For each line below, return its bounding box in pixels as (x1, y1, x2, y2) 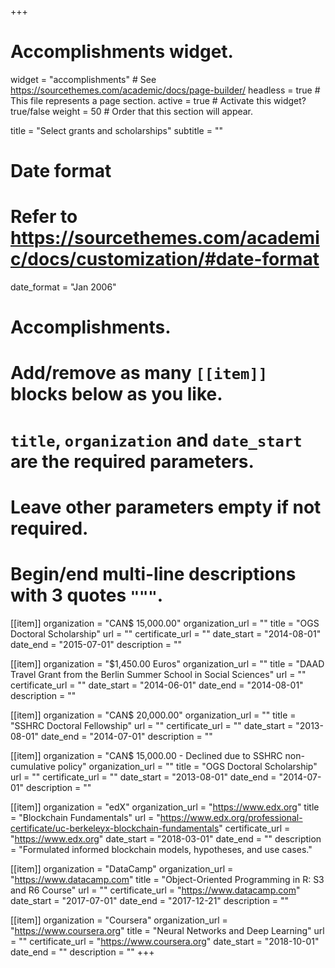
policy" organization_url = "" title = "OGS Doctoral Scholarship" (57, 760, 318, 772)
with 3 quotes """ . (10, 584, 164, 606)
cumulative (10, 760, 56, 772)
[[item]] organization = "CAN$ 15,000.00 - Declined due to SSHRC (10, 749, 283, 761)
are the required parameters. (10, 450, 255, 473)
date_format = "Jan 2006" (10, 281, 117, 293)
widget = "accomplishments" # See (10, 73, 157, 85)
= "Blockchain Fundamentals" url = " (10, 811, 161, 823)
